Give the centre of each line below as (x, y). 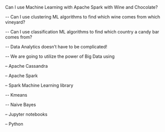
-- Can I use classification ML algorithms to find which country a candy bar (82, 32)
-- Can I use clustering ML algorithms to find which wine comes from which (83, 17)
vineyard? (15, 22)
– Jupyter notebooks (26, 114)
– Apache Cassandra (27, 66)
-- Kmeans (16, 95)
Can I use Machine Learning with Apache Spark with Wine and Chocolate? (82, 7)
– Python (14, 124)
